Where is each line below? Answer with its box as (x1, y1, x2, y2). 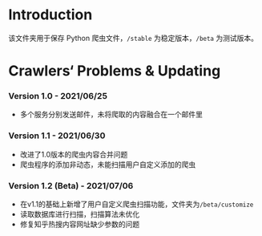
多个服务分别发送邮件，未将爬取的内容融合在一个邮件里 (19, 110, 203, 120)
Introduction (8, 6, 93, 24)
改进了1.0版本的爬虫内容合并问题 (19, 149, 128, 159)
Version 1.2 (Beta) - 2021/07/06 (8, 180, 134, 191)
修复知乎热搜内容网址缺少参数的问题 (19, 219, 140, 230)
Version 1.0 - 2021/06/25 (8, 91, 108, 102)
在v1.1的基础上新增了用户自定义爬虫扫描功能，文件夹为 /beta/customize (19, 199, 254, 210)
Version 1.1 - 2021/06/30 (8, 130, 106, 141)
